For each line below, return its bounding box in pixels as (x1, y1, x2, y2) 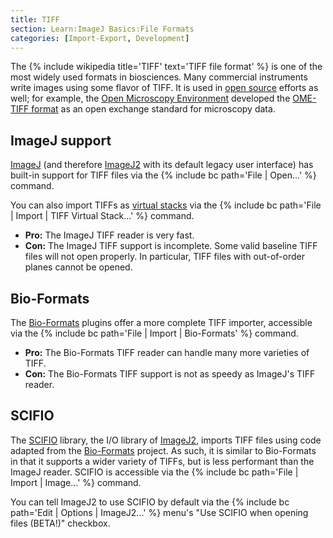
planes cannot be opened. (24, 261, 133, 273)
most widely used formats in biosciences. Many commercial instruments (10, 71, 308, 83)
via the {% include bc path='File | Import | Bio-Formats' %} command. (10, 327, 299, 339)
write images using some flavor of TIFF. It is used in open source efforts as (10, 82, 319, 94)
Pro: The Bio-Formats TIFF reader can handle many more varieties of (24, 347, 310, 358)
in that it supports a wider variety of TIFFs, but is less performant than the (10, 455, 315, 467)
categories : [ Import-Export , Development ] (10, 33, 190, 43)
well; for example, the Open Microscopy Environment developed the (10, 92, 291, 105)
